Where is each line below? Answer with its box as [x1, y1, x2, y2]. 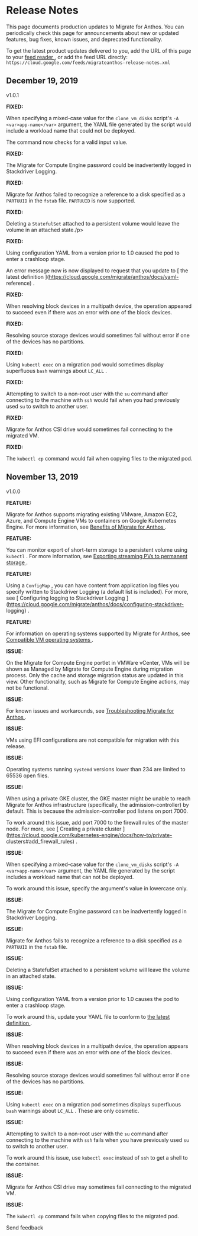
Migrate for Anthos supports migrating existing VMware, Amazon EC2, [6, 510, 177, 518]
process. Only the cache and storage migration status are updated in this [6, 671, 184, 678]
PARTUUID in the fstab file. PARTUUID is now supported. [6, 197, 136, 204]
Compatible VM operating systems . [6, 636, 93, 643]
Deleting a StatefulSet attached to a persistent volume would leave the [6, 220, 180, 227]
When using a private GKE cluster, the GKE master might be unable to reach [6, 794, 191, 802]
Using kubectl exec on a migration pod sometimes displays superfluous [6, 1100, 181, 1108]
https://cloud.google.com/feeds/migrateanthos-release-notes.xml [6, 60, 170, 66]
